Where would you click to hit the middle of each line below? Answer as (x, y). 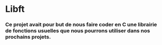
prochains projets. (28, 37)
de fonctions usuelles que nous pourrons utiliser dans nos (78, 31)
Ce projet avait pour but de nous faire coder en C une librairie (81, 25)
